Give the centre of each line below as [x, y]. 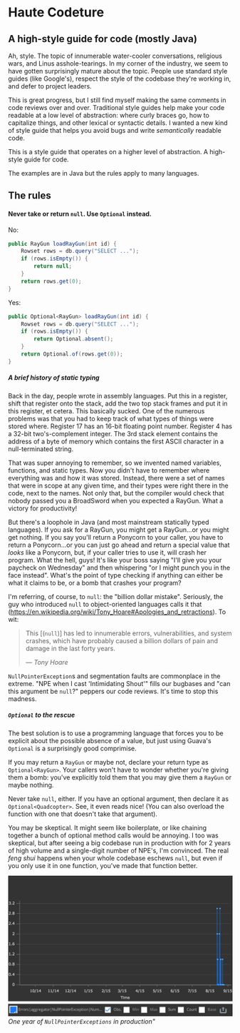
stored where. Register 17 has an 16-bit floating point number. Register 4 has [120, 426]
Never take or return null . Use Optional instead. [80, 213]
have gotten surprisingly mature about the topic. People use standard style [118, 71]
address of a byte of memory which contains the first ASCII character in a [116, 441]
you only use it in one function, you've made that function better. [103, 865]
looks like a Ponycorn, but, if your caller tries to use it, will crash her [108, 552]
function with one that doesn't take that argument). [83, 814]
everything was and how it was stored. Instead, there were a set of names [116, 478]
